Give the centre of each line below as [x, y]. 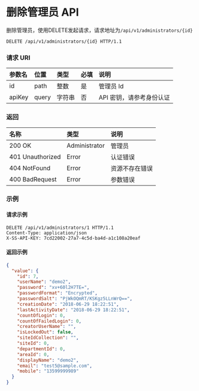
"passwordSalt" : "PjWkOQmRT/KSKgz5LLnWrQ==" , [75, 299]
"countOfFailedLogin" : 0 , [49, 321]
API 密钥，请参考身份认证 [134, 98]
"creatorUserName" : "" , [47, 327]
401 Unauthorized [35, 157]
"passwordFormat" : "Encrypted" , [57, 293]
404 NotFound [30, 168]
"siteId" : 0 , [33, 344]
